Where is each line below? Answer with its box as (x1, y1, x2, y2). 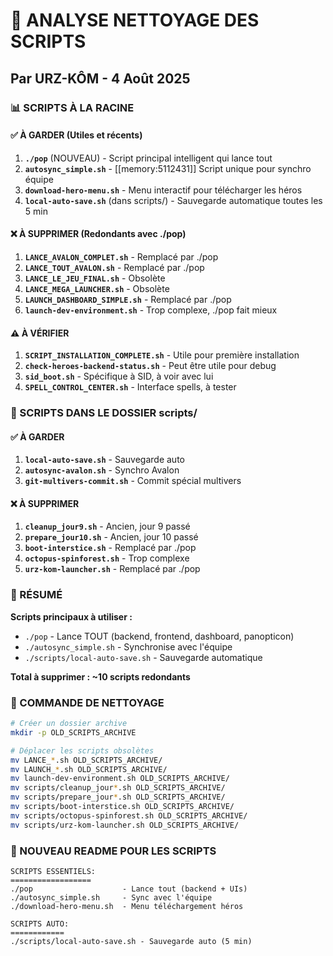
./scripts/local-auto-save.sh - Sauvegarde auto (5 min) (10, 936, 253, 946)
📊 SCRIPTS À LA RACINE (10, 100, 135, 114)
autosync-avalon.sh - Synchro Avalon (24, 464, 180, 476)
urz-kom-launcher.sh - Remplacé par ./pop (24, 563, 201, 575)
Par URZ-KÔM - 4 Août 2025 (10, 70, 191, 87)
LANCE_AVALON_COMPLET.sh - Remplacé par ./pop (24, 250, 219, 263)
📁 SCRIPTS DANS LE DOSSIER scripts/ (10, 406, 198, 420)
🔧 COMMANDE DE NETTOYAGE (10, 695, 165, 709)
